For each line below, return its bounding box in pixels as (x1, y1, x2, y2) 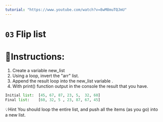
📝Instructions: (5, 51, 65, 62)
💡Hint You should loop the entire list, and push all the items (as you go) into (5, 106, 158, 112)
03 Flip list (5, 28, 46, 40)
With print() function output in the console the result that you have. (12, 83, 148, 89)
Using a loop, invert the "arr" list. (12, 73, 79, 79)
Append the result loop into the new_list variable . (12, 78, 114, 84)
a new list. (5, 112, 26, 118)
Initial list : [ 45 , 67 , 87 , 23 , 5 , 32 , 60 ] (5, 92, 100, 98)
